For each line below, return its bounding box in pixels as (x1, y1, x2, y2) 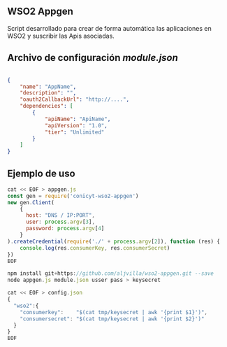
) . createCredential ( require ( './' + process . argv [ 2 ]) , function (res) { (7, 238, 221, 245)
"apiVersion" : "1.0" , (44, 122, 108, 129)
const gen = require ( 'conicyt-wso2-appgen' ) (7, 192, 139, 199)
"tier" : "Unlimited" (44, 129, 105, 136)
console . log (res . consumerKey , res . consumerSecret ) (20, 244, 170, 251)
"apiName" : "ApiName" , (44, 115, 111, 122)
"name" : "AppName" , (20, 83, 77, 90)
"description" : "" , (20, 90, 77, 97)
